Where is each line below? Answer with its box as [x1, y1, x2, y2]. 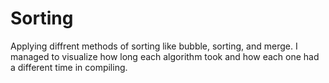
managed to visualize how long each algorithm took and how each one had [10, 50, 320, 62]
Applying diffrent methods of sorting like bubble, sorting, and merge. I [10, 40, 298, 52]
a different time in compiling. [10, 61, 128, 73]
